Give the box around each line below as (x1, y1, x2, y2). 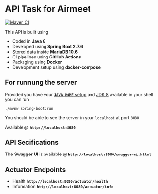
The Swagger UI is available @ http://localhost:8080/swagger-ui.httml (5, 151, 152, 157)
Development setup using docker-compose (12, 64, 101, 70)
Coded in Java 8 (12, 38, 46, 44)
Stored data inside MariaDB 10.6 (12, 49, 78, 55)
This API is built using (5, 29, 49, 35)
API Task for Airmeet (5, 3, 91, 15)
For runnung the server (5, 78, 77, 87)
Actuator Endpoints (5, 165, 66, 174)
